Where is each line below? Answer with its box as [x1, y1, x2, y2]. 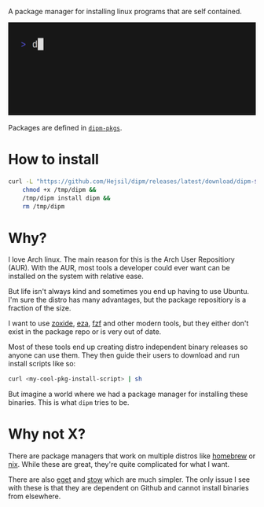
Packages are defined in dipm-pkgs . [8, 123, 123, 132]
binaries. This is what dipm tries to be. [8, 398, 130, 407]
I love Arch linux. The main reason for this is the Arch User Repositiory [8, 255, 236, 264]
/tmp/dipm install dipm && [22, 194, 111, 202]
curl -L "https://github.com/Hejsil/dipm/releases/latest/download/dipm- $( [8, 177, 262, 186]
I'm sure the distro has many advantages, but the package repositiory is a [8, 295, 247, 305]
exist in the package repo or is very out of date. [8, 327, 162, 336]
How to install [8, 151, 100, 168]
